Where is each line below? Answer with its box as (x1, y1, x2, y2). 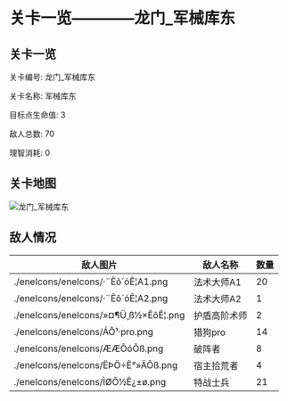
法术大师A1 (193, 275, 243, 288)
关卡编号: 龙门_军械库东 (9, 72, 96, 82)
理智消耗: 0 (9, 148, 51, 158)
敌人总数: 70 (9, 128, 55, 139)
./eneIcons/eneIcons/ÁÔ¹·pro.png (13, 325, 153, 338)
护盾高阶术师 (193, 309, 248, 322)
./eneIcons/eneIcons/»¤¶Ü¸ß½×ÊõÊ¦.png (13, 308, 185, 321)
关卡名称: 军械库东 (9, 91, 77, 101)
